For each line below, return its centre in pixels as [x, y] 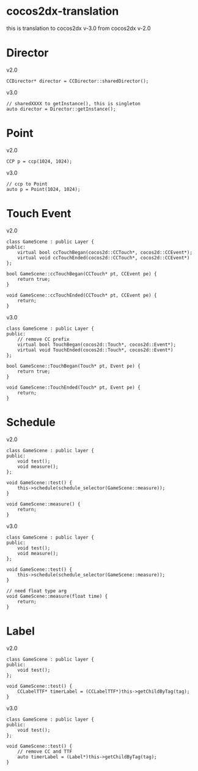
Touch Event [39, 214]
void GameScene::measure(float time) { [57, 596]
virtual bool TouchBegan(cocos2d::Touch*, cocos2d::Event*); [97, 345]
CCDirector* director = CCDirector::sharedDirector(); [78, 81]
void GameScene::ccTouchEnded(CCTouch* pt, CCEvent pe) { [82, 295]
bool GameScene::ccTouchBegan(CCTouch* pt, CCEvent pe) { [82, 274]
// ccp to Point [27, 184]
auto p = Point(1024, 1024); [43, 189]
